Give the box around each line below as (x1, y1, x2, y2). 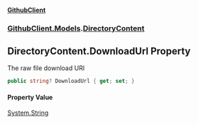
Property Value (7, 93, 53, 101)
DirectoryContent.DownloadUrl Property (7, 45, 191, 57)
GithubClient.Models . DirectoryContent (7, 23, 145, 33)
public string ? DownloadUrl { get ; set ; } (7, 78, 135, 85)
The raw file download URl (7, 64, 85, 72)
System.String (7, 108, 49, 117)
